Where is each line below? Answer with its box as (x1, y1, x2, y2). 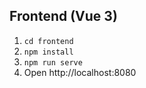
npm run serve (23, 57, 83, 68)
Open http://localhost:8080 (23, 66, 137, 78)
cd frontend (23, 36, 74, 46)
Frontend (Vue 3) (9, 8, 118, 25)
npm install (23, 47, 74, 57)
